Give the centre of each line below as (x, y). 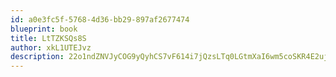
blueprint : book (44, 29)
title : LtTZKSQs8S (48, 38)
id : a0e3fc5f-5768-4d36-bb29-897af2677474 (100, 19)
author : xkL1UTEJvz (51, 47)
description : (37, 57)
